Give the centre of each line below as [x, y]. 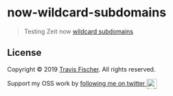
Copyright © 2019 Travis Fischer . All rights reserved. [81, 69]
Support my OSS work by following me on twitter [76, 83]
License [24, 53]
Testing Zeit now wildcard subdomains [79, 31]
